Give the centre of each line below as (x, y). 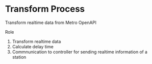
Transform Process (45, 9)
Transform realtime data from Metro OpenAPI (51, 22)
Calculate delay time (33, 46)
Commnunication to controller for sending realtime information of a (80, 52)
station (19, 57)
